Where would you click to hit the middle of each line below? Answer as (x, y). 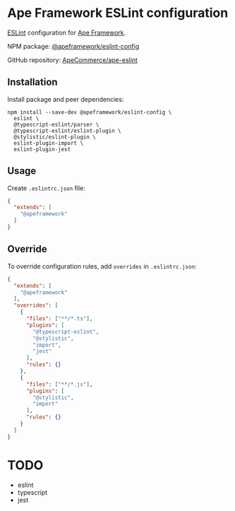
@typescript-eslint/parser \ (56, 124)
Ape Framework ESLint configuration (118, 13)
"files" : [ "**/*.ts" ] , (59, 319)
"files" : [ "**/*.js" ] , (59, 384)
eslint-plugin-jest (42, 149)
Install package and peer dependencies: (66, 99)
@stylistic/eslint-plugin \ (55, 137)
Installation (32, 82)
